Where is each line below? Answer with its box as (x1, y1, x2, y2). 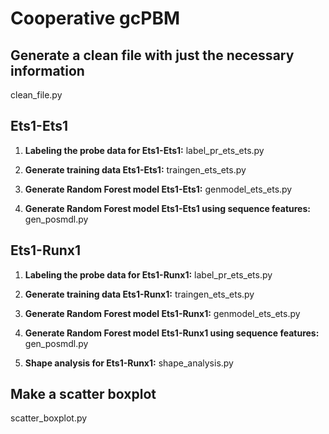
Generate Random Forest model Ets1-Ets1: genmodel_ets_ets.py (24, 183, 293, 195)
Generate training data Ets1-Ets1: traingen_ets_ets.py (24, 163, 247, 176)
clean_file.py (10, 89, 63, 101)
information (10, 62, 85, 79)
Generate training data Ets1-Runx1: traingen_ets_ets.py (24, 288, 255, 300)
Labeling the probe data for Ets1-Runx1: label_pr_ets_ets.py (24, 268, 273, 281)
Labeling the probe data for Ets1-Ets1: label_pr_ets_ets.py (24, 144, 265, 156)
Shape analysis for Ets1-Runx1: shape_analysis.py (24, 357, 234, 369)
